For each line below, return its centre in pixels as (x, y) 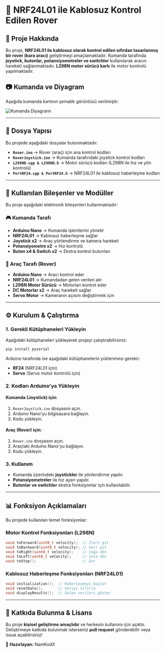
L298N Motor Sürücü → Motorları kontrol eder (60, 285)
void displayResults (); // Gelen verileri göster (58, 593)
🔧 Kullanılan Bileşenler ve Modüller (60, 193)
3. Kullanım (19, 464)
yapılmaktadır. (20, 71)
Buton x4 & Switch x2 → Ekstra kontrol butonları (61, 251)
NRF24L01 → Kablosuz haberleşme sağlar (55, 235)
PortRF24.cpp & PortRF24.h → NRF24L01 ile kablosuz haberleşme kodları (86, 173)
